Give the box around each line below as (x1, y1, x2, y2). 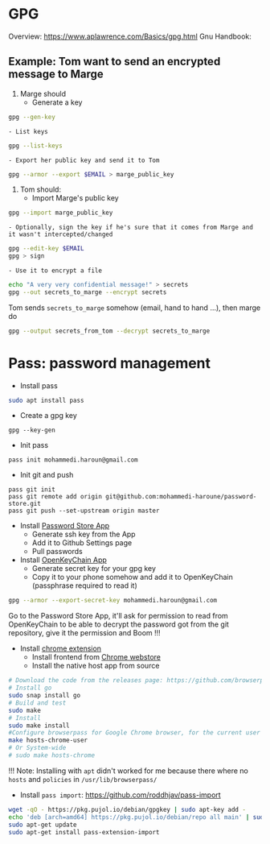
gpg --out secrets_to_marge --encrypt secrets (8, 288, 167, 296)
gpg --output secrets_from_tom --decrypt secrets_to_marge (8, 327, 211, 335)
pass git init (8, 486, 56, 494)
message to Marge (8, 68, 104, 81)
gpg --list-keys (8, 142, 63, 150)
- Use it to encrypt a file (8, 267, 103, 275)
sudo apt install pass (8, 396, 84, 404)
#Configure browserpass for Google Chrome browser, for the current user (8, 729, 261, 737)
